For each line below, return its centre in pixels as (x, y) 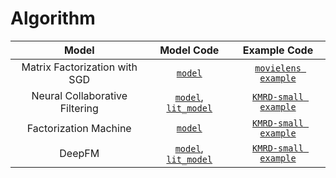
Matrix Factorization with (79, 67)
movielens (278, 68)
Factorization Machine (79, 128)
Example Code (278, 50)
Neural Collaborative (79, 95)
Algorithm (53, 18)
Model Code (189, 50)
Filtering (79, 108)
